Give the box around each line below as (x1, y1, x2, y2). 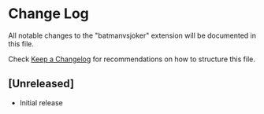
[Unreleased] (8, 77, 75, 90)
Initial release (19, 97, 63, 107)
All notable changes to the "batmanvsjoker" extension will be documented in (8, 31, 256, 40)
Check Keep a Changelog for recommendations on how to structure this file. (8, 54, 256, 64)
